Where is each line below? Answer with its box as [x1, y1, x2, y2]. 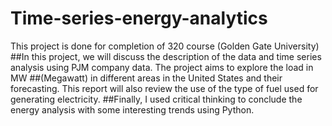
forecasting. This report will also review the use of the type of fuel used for [10, 82, 319, 94]
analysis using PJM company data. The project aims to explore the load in [10, 61, 314, 73]
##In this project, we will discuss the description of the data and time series [10, 50, 322, 62]
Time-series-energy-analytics [10, 7, 268, 30]
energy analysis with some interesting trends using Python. [10, 103, 255, 116]
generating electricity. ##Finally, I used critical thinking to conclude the [10, 93, 303, 105]
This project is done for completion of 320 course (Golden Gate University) [10, 40, 320, 52]
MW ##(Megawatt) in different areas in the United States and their [10, 72, 283, 84]
